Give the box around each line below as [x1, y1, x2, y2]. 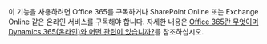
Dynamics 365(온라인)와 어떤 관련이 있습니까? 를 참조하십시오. [8, 27, 204, 36]
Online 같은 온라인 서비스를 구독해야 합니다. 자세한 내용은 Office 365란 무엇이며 [8, 17, 259, 26]
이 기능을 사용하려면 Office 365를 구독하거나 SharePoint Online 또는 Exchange [8, 7, 259, 16]
